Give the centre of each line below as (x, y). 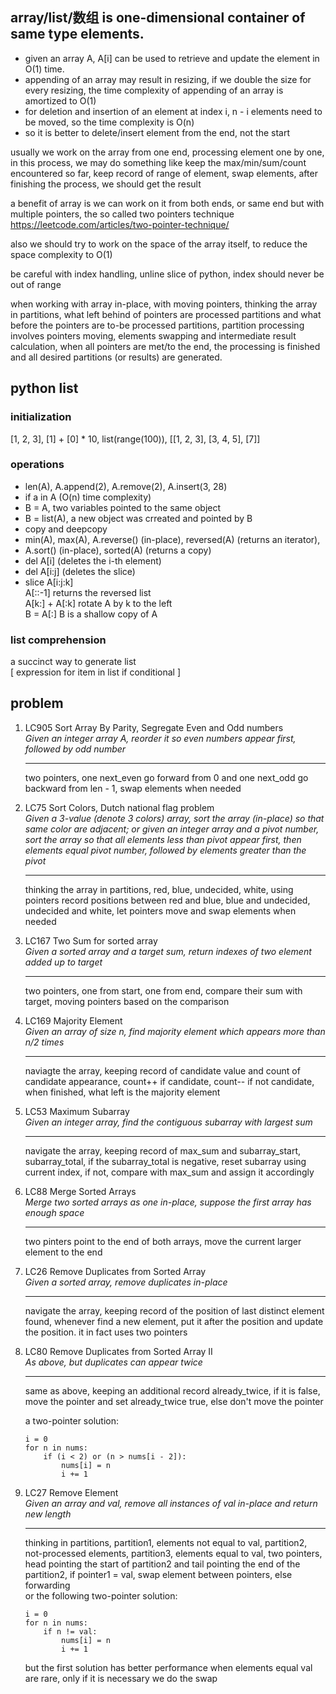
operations (37, 465)
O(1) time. (44, 69)
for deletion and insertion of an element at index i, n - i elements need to (173, 111)
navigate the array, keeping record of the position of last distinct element (174, 1310)
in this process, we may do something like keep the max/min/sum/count (158, 162)
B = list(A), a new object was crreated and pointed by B (138, 518)
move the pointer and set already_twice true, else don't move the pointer (174, 1401)
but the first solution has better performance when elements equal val (168, 1667)
